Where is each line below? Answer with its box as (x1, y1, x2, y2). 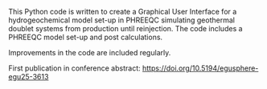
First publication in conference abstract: (8, 63, 141, 73)
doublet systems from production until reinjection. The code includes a (8, 24, 243, 33)
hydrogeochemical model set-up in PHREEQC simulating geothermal (8, 15, 236, 25)
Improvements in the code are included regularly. (8, 48, 171, 57)
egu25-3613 (8, 72, 49, 81)
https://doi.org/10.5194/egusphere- (142, 63, 259, 73)
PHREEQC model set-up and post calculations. (8, 32, 163, 42)
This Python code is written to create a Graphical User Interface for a (8, 7, 237, 16)
